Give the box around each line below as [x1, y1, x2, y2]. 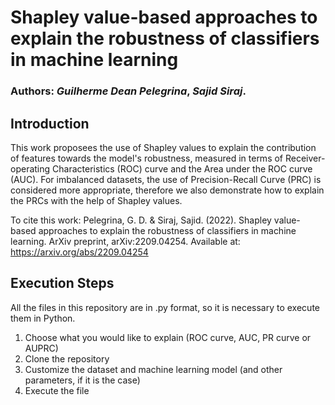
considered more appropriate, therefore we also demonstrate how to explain [10, 184, 325, 196]
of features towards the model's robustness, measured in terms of [10, 152, 284, 164]
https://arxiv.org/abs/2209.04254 [10, 246, 149, 258]
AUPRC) [24, 342, 59, 354]
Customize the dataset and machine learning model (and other [24, 363, 283, 375]
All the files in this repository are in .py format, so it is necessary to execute [10, 301, 320, 313]
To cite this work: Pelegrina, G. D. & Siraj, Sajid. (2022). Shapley [10, 214, 272, 226]
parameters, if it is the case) [24, 374, 141, 386]
